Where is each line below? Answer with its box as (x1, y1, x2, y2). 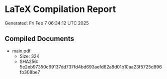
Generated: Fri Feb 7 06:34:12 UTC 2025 (5, 20, 89, 26)
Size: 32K (19, 53, 40, 59)
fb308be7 (19, 69, 41, 75)
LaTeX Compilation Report (5, 3, 116, 15)
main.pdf (12, 47, 31, 53)
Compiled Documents (5, 34, 74, 43)
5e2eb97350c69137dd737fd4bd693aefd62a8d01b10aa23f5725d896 (19, 63, 162, 69)
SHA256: (19, 58, 39, 64)
